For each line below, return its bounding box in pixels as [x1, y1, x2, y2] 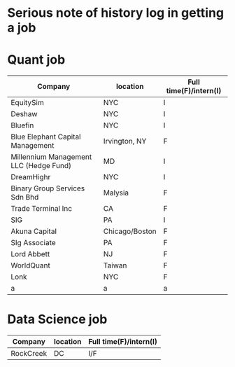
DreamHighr [10, 172, 51, 182]
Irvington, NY [103, 137, 147, 146]
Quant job [7, 52, 66, 68]
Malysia [103, 188, 129, 198]
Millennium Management [10, 152, 92, 162]
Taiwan [103, 261, 127, 270]
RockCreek [10, 349, 48, 359]
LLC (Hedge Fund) [10, 161, 72, 171]
